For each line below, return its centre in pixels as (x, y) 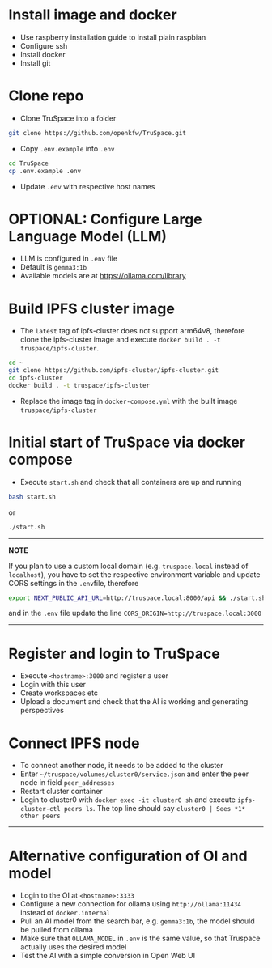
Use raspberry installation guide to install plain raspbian (113, 37)
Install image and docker (93, 15)
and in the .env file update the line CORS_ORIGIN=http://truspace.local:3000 (135, 613)
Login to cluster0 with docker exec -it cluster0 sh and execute (128, 800)
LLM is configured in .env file (69, 259)
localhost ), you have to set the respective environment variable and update (134, 574)
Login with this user (53, 685)
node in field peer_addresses (67, 783)
